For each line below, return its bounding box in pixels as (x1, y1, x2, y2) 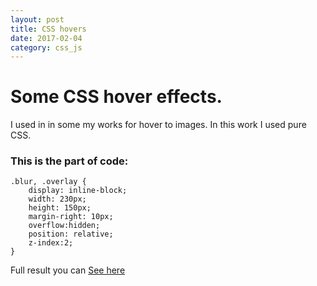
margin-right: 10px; (28, 212, 114, 222)
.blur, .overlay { (10, 177, 87, 187)
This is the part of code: (10, 154, 129, 168)
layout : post (10, 14, 65, 25)
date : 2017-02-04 (10, 33, 83, 43)
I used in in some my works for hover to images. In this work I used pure (10, 119, 307, 131)
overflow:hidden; (28, 221, 101, 231)
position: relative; (28, 229, 114, 240)
